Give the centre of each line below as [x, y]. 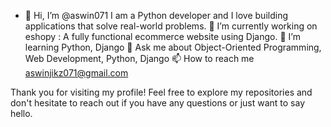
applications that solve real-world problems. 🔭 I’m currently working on [171, 26]
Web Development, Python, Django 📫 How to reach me [139, 58]
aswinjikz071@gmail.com [76, 73]
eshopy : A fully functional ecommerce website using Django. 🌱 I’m [162, 36]
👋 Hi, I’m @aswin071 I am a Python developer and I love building [156, 15]
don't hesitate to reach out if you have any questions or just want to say [158, 103]
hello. [21, 113]
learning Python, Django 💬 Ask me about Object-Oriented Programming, [173, 47]
